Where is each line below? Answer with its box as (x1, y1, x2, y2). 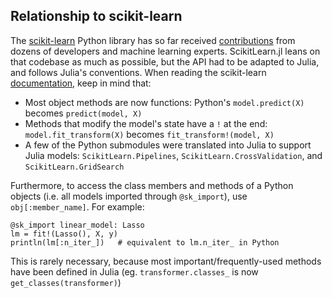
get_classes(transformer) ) (10, 276, 122, 288)
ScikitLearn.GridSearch (24, 162, 125, 172)
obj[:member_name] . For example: (10, 200, 145, 213)
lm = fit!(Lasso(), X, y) (10, 229, 118, 239)
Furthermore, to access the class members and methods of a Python (10, 179, 294, 191)
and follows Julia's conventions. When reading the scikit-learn (10, 66, 267, 78)
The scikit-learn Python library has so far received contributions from (10, 34, 296, 46)
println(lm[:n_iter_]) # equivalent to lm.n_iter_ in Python (10, 237, 280, 248)
